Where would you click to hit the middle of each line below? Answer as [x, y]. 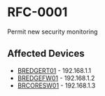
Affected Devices [46, 54]
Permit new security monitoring [52, 32]
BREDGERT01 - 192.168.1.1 [54, 70]
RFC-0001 [37, 12]
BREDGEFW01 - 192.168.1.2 [56, 78]
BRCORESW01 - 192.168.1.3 [56, 85]
